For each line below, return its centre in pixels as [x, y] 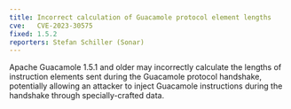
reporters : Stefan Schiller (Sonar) [77, 42]
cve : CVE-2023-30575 [51, 26]
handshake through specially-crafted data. [87, 96]
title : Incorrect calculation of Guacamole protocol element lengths [141, 17]
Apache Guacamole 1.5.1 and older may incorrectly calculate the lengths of [145, 67]
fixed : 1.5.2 [33, 34]
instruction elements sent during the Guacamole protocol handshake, [136, 77]
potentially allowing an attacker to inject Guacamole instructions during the [146, 86]
